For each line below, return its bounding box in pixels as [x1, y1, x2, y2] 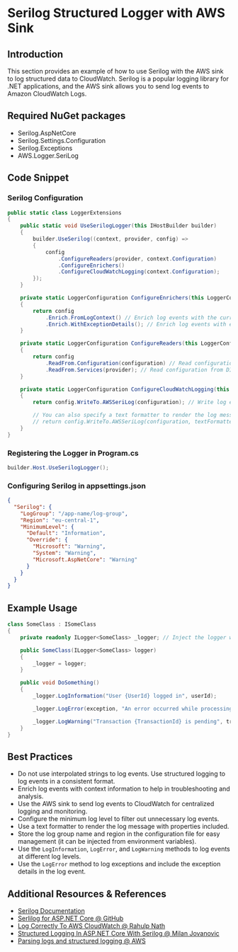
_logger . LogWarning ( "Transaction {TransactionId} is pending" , [33, 718, 223, 725]
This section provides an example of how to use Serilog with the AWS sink [7, 67, 224, 75]
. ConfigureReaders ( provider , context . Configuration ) [57, 255, 217, 263]
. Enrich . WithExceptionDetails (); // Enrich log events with [45, 321, 227, 328]
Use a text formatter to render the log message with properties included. [17, 822, 229, 831]
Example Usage [7, 602, 78, 614]
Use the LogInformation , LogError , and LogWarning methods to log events [17, 844, 230, 854]
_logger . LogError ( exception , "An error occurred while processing [33, 705, 233, 712]
